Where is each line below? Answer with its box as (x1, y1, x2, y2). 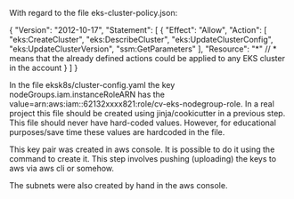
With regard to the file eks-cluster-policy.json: (9, 8, 178, 18)
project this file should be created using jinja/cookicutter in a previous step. (9, 108, 286, 118)
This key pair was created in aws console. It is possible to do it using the (9, 144, 275, 155)
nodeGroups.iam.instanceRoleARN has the (9, 89, 166, 99)
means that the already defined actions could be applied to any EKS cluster (9, 53, 285, 63)
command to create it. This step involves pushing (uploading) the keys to (9, 154, 277, 163)
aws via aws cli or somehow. (9, 163, 114, 173)
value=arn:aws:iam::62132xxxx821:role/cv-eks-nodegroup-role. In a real (9, 99, 274, 109)
